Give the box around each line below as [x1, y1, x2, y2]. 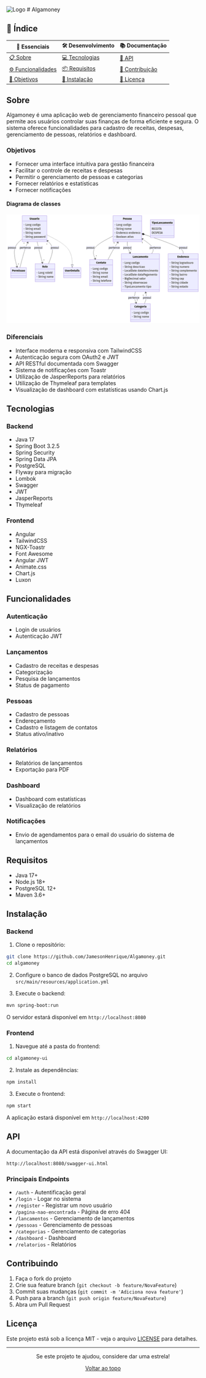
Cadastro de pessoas [15, 710, 69, 718]
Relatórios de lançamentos [15, 759, 83, 767]
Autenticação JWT [15, 632, 63, 640]
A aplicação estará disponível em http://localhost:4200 [6, 1114, 150, 1121]
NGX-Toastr [15, 543, 45, 551]
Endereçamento [15, 717, 56, 724]
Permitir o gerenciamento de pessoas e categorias [15, 173, 143, 180]
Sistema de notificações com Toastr [15, 366, 107, 373]
